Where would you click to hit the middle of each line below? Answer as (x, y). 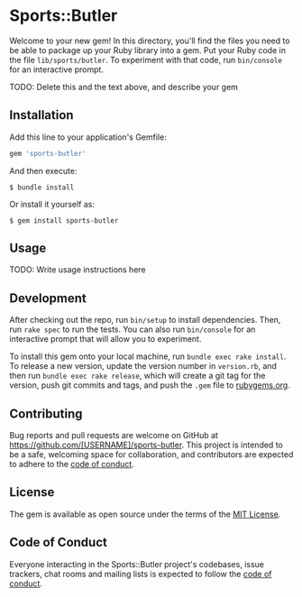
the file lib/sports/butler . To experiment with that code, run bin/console (146, 60)
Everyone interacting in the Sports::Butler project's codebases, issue (137, 564)
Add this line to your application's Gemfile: (88, 137)
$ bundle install (42, 187)
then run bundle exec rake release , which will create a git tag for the (137, 376)
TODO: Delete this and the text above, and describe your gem (124, 87)
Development (48, 298)
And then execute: (43, 170)
